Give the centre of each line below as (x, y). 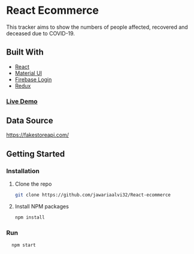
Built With (25, 52)
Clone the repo (33, 184)
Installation (23, 171)
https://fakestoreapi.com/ (38, 135)
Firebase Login (33, 79)
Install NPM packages (42, 207)
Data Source (30, 121)
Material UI (28, 73)
